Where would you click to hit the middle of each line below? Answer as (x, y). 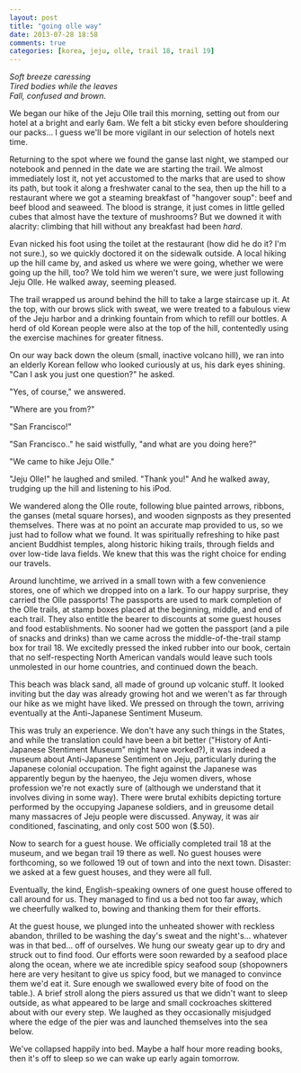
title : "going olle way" (56, 26)
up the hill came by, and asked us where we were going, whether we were (146, 263)
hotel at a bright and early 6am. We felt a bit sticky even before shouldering (149, 123)
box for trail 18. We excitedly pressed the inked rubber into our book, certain (150, 648)
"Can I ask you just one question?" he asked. (92, 374)
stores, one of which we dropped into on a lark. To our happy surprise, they (149, 591)
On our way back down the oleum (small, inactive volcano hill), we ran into (147, 356)
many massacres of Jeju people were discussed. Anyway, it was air (134, 816)
